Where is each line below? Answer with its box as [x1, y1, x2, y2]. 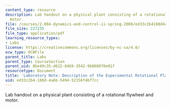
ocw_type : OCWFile [5, 49, 44, 55]
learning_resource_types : [5, 36, 60, 41]
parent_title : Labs [5, 54, 47, 60]
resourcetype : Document [5, 69, 56, 74]
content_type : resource [5, 7, 56, 13]
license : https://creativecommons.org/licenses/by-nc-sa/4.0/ [5, 45, 140, 50]
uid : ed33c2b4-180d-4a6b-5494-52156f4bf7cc [5, 78, 99, 83]
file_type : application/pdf [5, 31, 65, 36]
